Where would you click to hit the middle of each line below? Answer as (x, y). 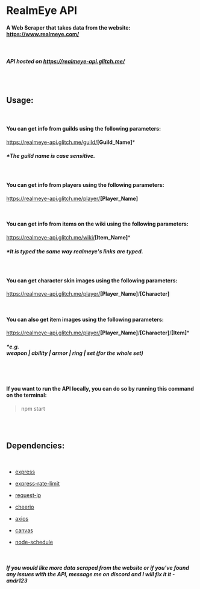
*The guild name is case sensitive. (51, 156)
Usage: (20, 100)
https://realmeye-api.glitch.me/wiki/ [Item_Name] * (68, 237)
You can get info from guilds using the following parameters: (84, 129)
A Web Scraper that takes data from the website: (68, 27)
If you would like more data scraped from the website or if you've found (98, 568)
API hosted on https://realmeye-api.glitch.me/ (66, 61)
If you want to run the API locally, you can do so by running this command (100, 388)
